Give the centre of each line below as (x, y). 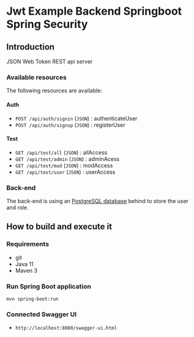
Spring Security (47, 24)
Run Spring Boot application (49, 286)
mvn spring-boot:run (33, 299)
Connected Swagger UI (42, 314)
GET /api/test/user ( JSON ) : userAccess (65, 172)
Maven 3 (26, 270)
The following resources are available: (54, 91)
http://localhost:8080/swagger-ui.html (66, 328)
